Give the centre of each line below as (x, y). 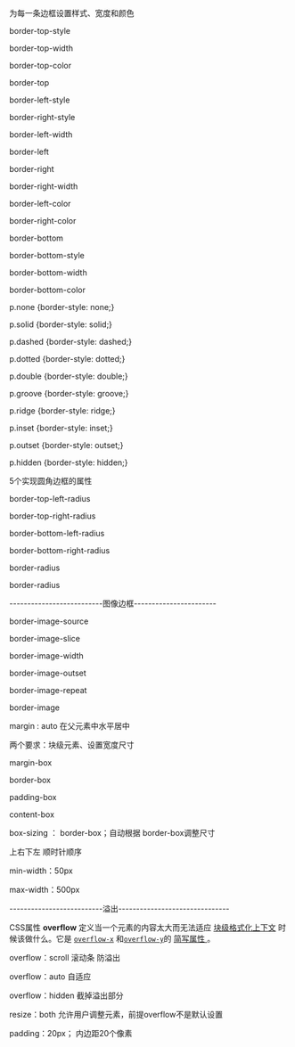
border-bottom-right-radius (60, 550)
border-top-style (40, 31)
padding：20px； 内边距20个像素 (71, 1033)
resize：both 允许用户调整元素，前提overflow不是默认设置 (116, 1014)
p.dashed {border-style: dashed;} (70, 342)
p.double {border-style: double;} (69, 376)
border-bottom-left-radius (57, 533)
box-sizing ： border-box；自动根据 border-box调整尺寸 (112, 833)
